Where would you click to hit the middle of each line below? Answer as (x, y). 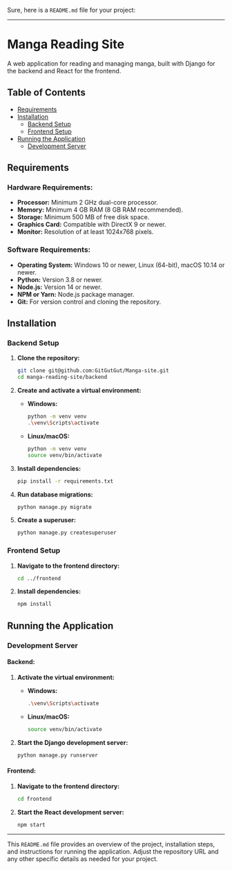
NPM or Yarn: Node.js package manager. (76, 294)
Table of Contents (47, 93)
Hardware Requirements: (50, 187)
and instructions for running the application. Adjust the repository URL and (113, 852)
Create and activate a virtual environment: (79, 391)
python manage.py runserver (57, 755)
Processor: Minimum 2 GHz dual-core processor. (88, 203)
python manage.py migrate (54, 507)
